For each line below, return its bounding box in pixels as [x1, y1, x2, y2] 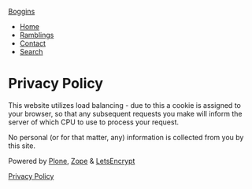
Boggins [8, 7, 35, 16]
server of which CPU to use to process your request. [8, 117, 180, 127]
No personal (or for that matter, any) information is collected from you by [8, 132, 244, 142]
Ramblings [19, 31, 54, 39]
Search [19, 47, 43, 56]
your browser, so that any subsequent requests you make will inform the [8, 109, 243, 118]
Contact [19, 39, 46, 48]
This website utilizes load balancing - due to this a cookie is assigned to [8, 100, 242, 109]
